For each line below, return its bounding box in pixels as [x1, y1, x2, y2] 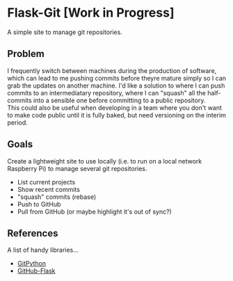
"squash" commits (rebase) [17, 193, 97, 201]
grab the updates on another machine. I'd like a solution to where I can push [7, 81, 225, 90]
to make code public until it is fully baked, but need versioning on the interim [7, 111, 226, 119]
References [7, 227, 58, 239]
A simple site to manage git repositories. [7, 28, 123, 36]
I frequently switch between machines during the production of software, [7, 66, 217, 74]
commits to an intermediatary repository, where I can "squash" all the [7, 88, 207, 97]
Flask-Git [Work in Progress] [7, 5, 175, 21]
